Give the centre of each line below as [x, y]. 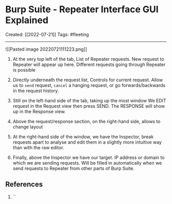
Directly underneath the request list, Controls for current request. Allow [88, 80]
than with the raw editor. [38, 147]
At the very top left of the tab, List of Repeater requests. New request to [88, 59]
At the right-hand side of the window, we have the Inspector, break [83, 137]
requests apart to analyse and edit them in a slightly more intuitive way [87, 142]
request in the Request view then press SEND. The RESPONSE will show [89, 106]
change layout [28, 127]
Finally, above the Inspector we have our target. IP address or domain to [89, 157]
